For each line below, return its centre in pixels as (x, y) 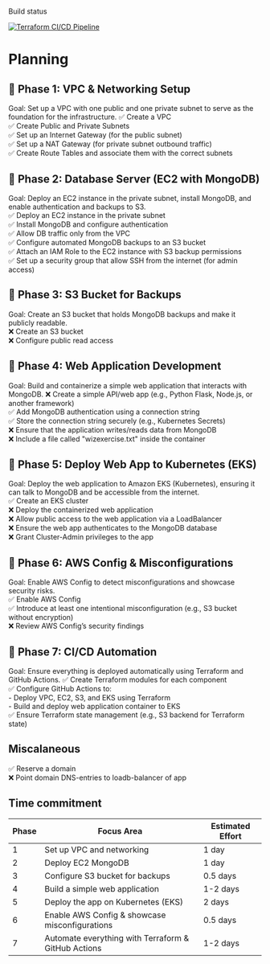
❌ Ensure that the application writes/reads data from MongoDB (112, 429)
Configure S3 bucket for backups (107, 876)
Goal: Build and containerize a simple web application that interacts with (128, 385)
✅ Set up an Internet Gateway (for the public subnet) (95, 135)
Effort (231, 836)
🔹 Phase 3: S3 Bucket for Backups (95, 295)
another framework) (41, 403)
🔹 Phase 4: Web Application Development (115, 366)
